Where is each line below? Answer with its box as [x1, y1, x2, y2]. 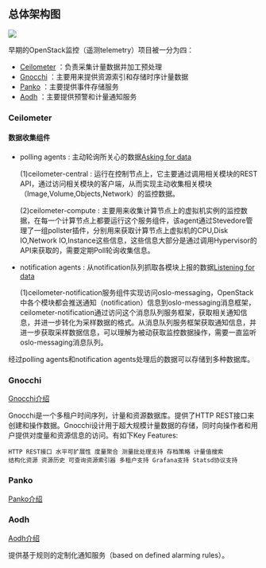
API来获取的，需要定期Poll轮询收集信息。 [19, 245, 155, 255]
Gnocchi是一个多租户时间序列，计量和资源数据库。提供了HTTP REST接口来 [8, 410, 255, 420]
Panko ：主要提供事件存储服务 [19, 82, 119, 91]
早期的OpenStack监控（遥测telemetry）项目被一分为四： [8, 45, 195, 54]
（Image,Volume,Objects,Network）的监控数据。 [19, 189, 180, 198]
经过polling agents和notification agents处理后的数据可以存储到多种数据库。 [8, 354, 255, 364]
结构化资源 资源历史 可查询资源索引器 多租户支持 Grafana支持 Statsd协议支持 [8, 457, 238, 465]
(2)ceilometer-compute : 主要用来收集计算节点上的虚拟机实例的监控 [19, 205, 241, 215]
